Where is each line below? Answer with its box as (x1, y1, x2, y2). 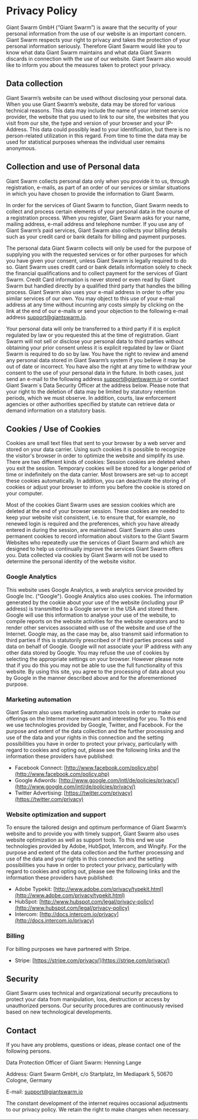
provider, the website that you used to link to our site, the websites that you (6, 113, 189, 120)
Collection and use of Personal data (6, 162, 140, 172)
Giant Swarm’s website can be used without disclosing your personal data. (6, 94, 187, 101)
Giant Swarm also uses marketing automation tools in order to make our (6, 708, 181, 715)
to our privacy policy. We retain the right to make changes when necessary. (6, 1106, 190, 1113)
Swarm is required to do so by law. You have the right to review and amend (6, 350, 189, 357)
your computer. (6, 490, 44, 497)
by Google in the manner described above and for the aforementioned (6, 674, 177, 681)
